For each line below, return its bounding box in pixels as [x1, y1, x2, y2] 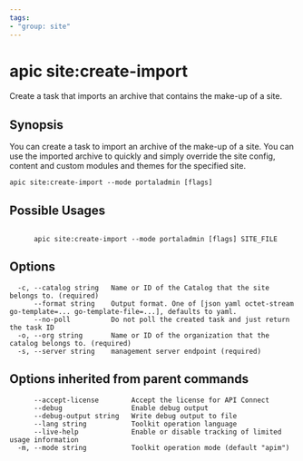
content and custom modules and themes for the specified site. [9, 161, 247, 172]
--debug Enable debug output [33, 403, 209, 413]
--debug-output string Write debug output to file [33, 411, 238, 420]
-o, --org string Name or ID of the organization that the [17, 330, 270, 340]
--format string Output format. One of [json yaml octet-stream [33, 299, 295, 309]
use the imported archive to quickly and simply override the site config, [9, 151, 276, 162]
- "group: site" [9, 22, 71, 31]
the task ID [9, 323, 54, 332]
